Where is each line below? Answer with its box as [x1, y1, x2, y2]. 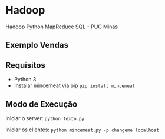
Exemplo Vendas [5, 40, 69, 50]
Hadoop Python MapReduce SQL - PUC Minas [5, 23, 118, 30]
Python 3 [14, 76, 37, 83]
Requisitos [5, 60, 45, 70]
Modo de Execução [5, 99, 78, 109]
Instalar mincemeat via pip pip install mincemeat [14, 82, 136, 89]
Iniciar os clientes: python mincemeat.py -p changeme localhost [5, 126, 160, 133]
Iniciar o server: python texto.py [5, 114, 85, 121]
